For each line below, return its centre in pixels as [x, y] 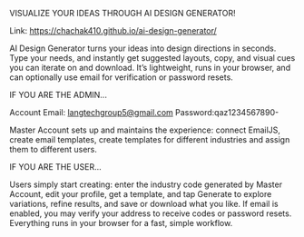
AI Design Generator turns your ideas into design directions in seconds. [143, 48]
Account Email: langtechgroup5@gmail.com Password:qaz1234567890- [144, 112]
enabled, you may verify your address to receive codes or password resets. [151, 213]
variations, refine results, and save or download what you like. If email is [144, 204]
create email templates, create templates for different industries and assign [150, 139]
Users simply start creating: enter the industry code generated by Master [146, 184]
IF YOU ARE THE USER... [55, 167]
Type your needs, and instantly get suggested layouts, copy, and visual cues [152, 58]
